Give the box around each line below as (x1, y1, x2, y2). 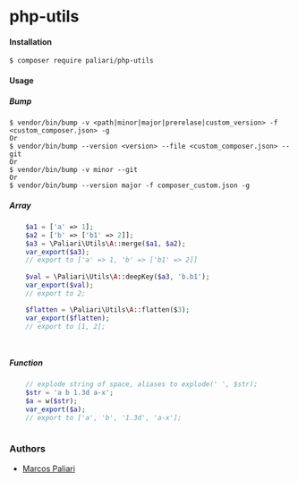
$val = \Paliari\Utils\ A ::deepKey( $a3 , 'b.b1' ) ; (25, 272, 210, 281)
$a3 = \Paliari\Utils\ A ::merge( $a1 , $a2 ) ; (25, 239, 186, 248)
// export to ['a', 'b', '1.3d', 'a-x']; (25, 413, 182, 422)
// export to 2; (25, 288, 87, 297)
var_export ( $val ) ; (25, 280, 94, 290)
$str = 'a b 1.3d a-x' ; (25, 388, 115, 398)
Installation (9, 36, 52, 47)
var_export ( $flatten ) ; (25, 314, 110, 323)
